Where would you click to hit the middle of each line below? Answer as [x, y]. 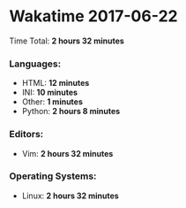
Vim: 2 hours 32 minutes [67, 153]
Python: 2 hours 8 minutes [71, 112]
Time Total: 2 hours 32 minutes [67, 41]
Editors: [26, 135]
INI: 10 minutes [49, 92]
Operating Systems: [53, 176]
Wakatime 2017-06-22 [93, 16]
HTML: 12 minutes [56, 83]
